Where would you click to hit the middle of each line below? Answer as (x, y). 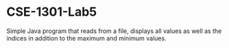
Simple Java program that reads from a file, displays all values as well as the (114, 31)
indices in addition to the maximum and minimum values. (86, 38)
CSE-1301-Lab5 (52, 12)
